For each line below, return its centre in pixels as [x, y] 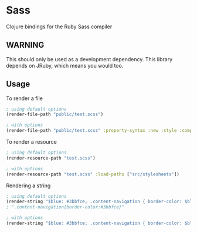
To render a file [24, 98]
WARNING [25, 45]
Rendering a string [28, 185]
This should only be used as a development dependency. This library [89, 59]
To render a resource [31, 142]
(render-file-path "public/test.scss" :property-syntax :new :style [91, 131]
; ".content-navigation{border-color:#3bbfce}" [65, 207]
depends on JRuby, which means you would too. [65, 65]
